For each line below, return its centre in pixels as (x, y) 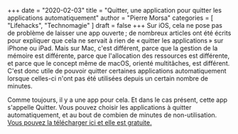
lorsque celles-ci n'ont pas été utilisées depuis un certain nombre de (108, 78)
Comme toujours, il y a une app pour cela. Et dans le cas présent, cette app (118, 100)
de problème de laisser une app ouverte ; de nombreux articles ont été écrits (119, 33)
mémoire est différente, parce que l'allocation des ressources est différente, (119, 56)
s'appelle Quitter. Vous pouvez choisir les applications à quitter (99, 107)
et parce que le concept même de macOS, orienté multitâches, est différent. (119, 63)
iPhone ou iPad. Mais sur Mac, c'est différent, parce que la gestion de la (113, 48)
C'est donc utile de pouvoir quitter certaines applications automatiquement (117, 71)
